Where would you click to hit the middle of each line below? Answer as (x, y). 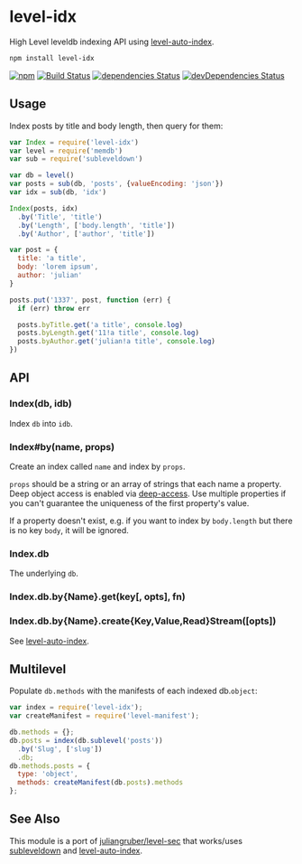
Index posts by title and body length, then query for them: (116, 126)
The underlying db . (44, 573)
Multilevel (38, 669)
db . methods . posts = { (50, 765)
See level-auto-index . (50, 641)
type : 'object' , (48, 775)
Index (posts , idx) (44, 208)
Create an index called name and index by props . (97, 466)
